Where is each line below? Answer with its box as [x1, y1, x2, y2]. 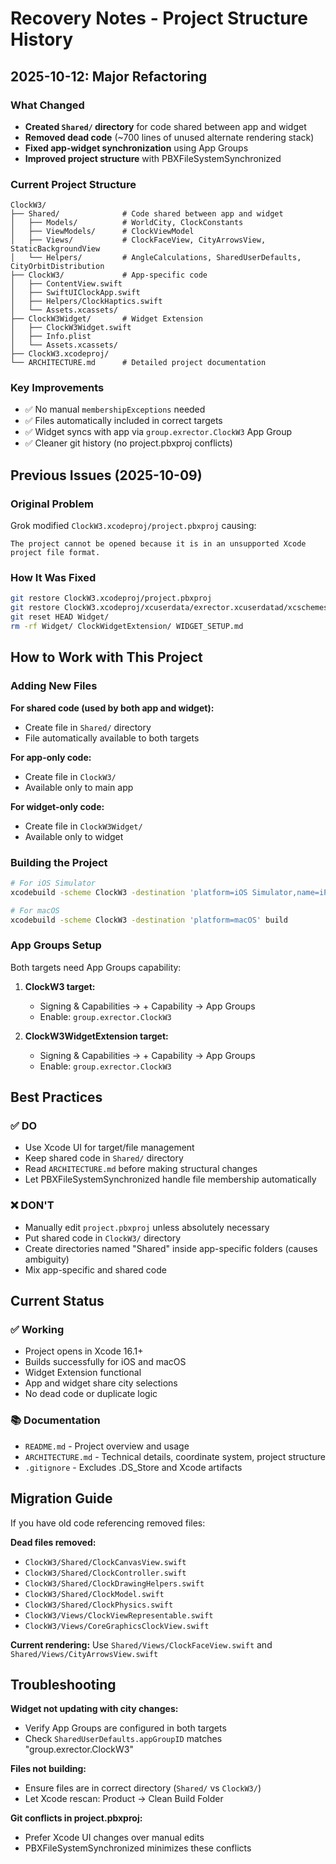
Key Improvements [10, 381, 105, 395]
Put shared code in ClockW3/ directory [24, 1232, 182, 1244]
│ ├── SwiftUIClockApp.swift [10, 288, 141, 298]
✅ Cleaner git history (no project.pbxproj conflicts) [24, 437, 233, 449]
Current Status [10, 1293, 105, 1310]
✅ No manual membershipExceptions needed [24, 403, 206, 416]
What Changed [10, 98, 85, 112]
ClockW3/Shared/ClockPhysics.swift [24, 1600, 174, 1610]
